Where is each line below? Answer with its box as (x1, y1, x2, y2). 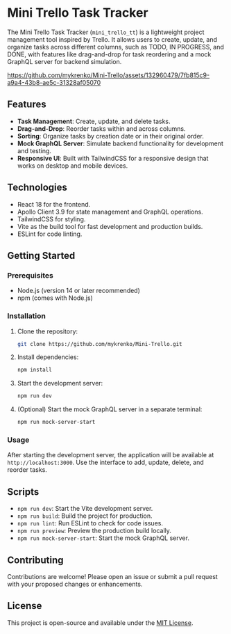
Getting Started (7, 249, 76, 262)
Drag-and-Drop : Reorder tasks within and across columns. (17, 124, 186, 133)
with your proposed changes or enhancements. (7, 580, 143, 588)
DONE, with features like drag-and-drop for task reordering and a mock (7, 50, 212, 58)
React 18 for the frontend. (17, 200, 91, 208)
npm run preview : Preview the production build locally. (17, 527, 172, 535)
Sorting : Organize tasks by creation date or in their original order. (17, 132, 205, 140)
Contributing (7, 554, 64, 566)
